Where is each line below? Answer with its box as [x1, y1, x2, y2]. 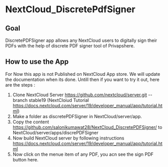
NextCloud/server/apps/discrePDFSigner [12, 129, 99, 135]
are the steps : [5, 81, 36, 88]
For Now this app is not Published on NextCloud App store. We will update [5, 71, 160, 77]
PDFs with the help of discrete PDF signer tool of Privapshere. [5, 43, 135, 49]
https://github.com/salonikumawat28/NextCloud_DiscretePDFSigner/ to [12, 124, 162, 130]
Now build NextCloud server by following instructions [12, 135, 124, 141]
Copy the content [12, 119, 49, 125]
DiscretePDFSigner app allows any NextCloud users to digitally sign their [5, 37, 157, 43]
